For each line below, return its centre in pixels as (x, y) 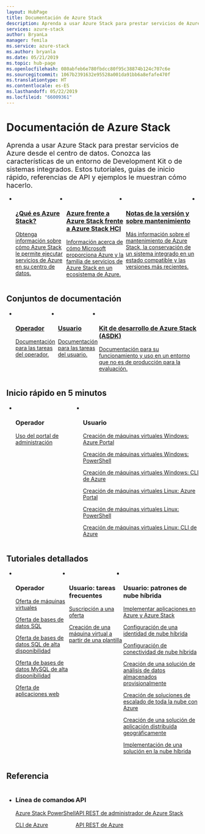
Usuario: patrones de (155, 588)
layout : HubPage (27, 12)
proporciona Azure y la (95, 255)
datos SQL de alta (38, 645)
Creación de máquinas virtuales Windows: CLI (141, 473)
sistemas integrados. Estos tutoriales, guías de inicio (91, 169)
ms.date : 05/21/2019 (33, 57)
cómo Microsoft (86, 248)
